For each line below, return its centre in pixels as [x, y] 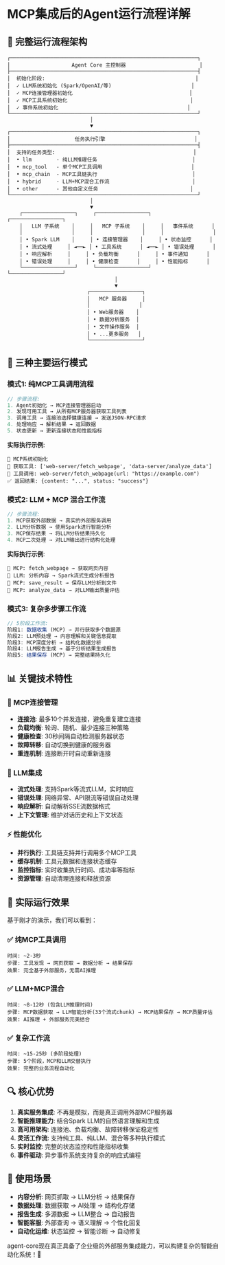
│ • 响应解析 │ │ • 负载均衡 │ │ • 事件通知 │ [115, 254]
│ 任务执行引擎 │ [102, 139]
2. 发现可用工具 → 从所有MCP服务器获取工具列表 [67, 412]
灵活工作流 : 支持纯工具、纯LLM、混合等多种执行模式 [91, 1138]
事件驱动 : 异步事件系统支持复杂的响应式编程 [79, 1155]
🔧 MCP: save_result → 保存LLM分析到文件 [62, 583]
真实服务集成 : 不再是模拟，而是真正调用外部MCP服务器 [95, 1112]
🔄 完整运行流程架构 [47, 42]
